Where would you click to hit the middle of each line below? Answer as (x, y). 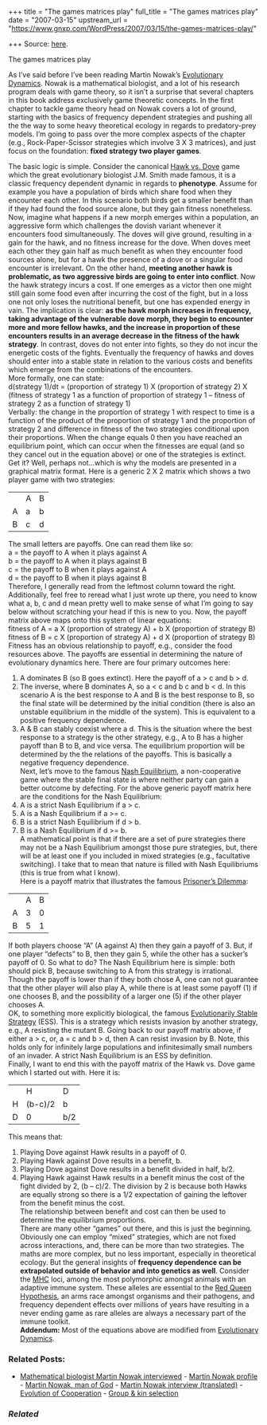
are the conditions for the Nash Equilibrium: (91, 797)
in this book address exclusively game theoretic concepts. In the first (121, 100)
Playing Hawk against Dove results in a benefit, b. (101, 1160)
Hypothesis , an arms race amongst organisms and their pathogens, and (137, 1296)
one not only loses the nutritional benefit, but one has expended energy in (129, 302)
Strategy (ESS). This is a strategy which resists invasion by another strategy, (133, 1022)
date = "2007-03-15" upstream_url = (68, 20)
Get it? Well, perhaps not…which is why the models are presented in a (122, 463)
